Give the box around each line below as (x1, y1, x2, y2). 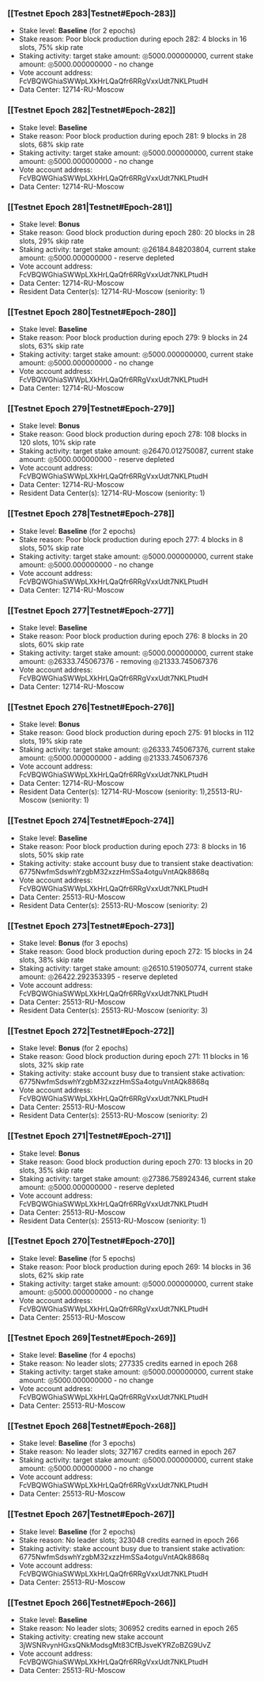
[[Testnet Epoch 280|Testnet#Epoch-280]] (7, 306, 177, 317)
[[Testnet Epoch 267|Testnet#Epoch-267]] (7, 1509, 175, 1520)
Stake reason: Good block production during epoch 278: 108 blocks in (18, 429, 247, 439)
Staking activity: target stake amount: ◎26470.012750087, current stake (18, 446, 254, 456)
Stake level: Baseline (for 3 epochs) (18, 1439, 136, 1448)
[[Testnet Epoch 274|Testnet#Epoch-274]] (7, 815, 175, 826)
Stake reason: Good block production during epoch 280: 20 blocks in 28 (18, 227, 255, 237)
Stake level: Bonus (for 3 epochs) (18, 938, 129, 947)
